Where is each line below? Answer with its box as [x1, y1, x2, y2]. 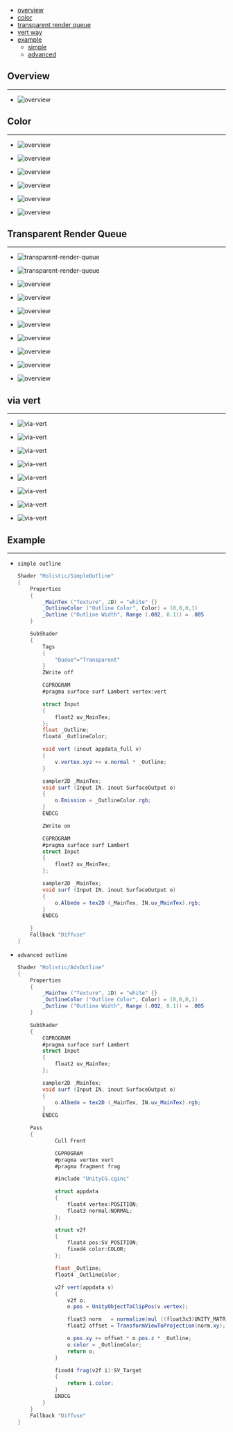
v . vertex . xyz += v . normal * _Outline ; [54, 758, 167, 765]
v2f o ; [67, 1297, 87, 1304]
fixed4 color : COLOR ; [67, 1246, 127, 1253]
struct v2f [54, 1226, 87, 1234]
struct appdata [54, 1188, 98, 1195]
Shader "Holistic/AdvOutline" [17, 964, 105, 971]
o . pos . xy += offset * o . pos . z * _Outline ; [67, 1335, 192, 1342]
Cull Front [54, 1137, 87, 1144]
